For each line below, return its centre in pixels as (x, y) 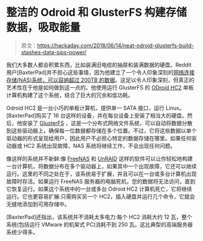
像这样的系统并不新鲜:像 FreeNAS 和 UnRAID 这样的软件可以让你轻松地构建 (100, 159)
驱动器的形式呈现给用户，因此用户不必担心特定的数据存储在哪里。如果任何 (99, 138)
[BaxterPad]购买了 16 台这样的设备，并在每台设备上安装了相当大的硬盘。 (97, 115)
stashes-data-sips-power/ (53, 52)
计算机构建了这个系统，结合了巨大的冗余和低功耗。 (70, 95)
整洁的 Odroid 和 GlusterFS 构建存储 (97, 12)
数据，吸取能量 (43, 28)
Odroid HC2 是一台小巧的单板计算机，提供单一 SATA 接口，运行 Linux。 (95, 108)
